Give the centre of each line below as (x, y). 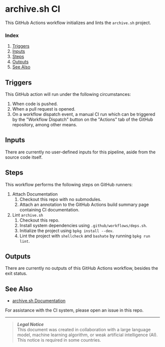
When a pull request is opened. (44, 109)
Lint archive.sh (27, 215)
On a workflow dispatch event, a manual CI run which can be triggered (84, 115)
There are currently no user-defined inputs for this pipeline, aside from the (80, 152)
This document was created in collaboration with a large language (84, 330)
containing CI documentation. (49, 209)
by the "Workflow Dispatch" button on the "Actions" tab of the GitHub (82, 119)
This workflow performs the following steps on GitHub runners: (69, 184)
